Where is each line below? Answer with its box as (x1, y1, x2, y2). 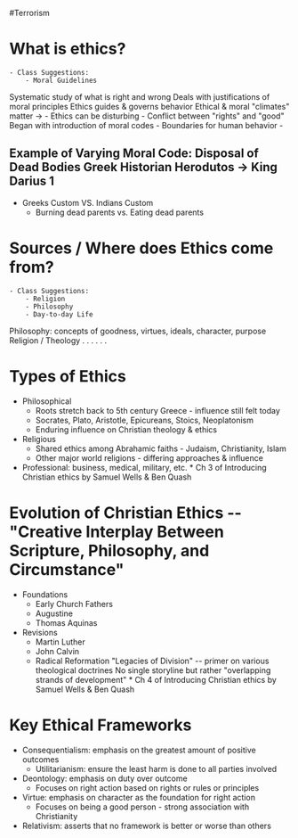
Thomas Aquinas (35, 617, 98, 628)
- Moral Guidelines (25, 76, 98, 85)
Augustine (35, 608, 74, 619)
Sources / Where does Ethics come (9, 238, 274, 258)
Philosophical (21, 396, 72, 407)
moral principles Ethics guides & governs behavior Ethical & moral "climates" (9, 101, 290, 111)
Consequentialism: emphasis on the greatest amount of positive (21, 744, 256, 755)
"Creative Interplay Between (9, 522, 224, 542)
